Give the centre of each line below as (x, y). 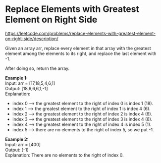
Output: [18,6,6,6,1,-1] (27, 88)
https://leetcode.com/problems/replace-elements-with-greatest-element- (80, 33)
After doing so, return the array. (37, 68)
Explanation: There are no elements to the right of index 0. (64, 155)
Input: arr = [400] (23, 144)
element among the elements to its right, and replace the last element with (81, 54)
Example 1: (17, 78)
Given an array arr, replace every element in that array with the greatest (78, 48)
